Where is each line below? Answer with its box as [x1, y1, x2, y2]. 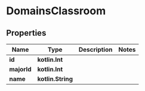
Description [78, 46, 113, 54]
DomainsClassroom [6, 4, 106, 18]
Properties [6, 28, 47, 38]
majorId [9, 65, 32, 73]
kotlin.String [37, 75, 73, 83]
